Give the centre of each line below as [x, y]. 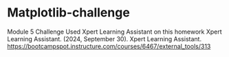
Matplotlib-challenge [69, 13]
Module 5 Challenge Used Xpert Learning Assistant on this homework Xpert [115, 32]
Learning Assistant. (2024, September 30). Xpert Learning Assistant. [104, 38]
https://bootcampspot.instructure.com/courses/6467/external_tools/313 [109, 46]
